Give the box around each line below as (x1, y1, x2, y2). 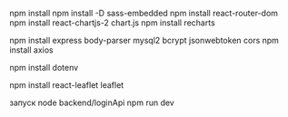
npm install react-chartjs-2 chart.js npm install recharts (9, 17, 215, 28)
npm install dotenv (9, 63, 79, 73)
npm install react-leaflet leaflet (9, 80, 124, 90)
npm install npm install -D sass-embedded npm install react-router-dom (9, 8, 279, 18)
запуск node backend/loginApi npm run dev (9, 97, 174, 108)
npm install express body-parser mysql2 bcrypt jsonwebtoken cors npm (9, 35, 280, 45)
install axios (9, 44, 54, 55)
